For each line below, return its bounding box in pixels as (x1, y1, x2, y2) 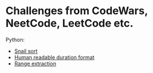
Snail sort (14, 47, 38, 54)
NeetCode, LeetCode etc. (5, 16, 134, 30)
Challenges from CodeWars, (5, 4, 148, 18)
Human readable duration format (14, 54, 95, 61)
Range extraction (14, 60, 57, 67)
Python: (5, 36, 25, 43)
